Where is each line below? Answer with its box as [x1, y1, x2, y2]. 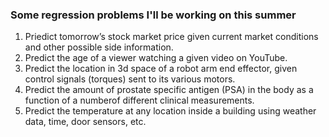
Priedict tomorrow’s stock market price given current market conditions [24, 31, 319, 43]
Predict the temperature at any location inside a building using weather [24, 105, 317, 117]
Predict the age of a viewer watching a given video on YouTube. [24, 52, 288, 64]
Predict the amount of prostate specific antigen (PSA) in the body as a [24, 84, 314, 96]
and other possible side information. [24, 41, 174, 53]
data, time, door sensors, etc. [24, 116, 147, 128]
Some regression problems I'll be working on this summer [10, 8, 297, 22]
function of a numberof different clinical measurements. [24, 94, 255, 107]
